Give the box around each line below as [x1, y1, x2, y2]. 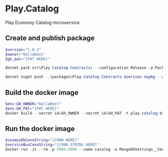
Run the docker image [5, 124, 75, 133]
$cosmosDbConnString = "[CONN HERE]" [5, 138, 79, 143]
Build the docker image [5, 88, 78, 97]
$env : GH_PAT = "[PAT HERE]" [5, 106, 59, 111]
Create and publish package [5, 34, 95, 42]
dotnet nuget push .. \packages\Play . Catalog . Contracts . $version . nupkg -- [5, 74, 162, 80]
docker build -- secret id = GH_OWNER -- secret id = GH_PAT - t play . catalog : [5, 111, 160, 116]
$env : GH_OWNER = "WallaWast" [5, 101, 61, 106]
